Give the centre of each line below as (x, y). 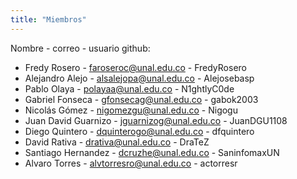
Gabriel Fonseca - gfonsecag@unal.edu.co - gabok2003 (141, 99)
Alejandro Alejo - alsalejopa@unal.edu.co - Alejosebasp (139, 78)
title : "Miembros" (48, 19)
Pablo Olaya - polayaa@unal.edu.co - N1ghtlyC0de (129, 88)
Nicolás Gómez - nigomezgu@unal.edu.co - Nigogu (131, 110)
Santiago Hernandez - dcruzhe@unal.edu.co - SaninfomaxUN (152, 152)
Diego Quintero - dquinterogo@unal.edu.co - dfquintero (139, 131)
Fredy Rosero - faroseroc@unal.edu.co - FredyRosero (135, 67)
